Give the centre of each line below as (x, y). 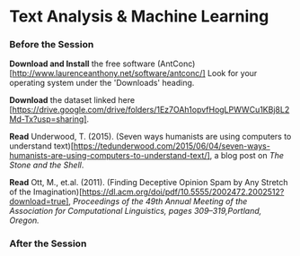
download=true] (39, 201)
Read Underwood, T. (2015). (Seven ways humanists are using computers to (150, 137)
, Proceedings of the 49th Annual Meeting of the (158, 201)
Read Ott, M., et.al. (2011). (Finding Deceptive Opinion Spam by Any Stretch (149, 183)
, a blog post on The (247, 156)
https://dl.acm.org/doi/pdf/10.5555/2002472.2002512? (183, 192)
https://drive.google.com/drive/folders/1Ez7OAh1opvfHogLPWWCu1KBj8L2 (151, 110)
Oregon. (25, 220)
